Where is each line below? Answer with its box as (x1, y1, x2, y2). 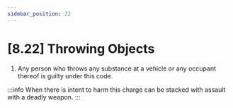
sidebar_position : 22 (7, 10, 72, 18)
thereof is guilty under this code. (17, 71, 113, 80)
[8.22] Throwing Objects (7, 40, 155, 56)
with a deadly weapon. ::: (7, 92, 81, 101)
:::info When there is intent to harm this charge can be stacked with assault (7, 85, 226, 94)
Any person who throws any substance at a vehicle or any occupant (17, 64, 216, 73)
